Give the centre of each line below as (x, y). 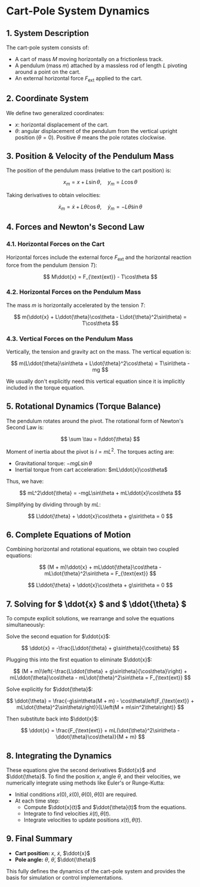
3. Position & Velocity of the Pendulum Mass (90, 156)
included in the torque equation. (45, 388)
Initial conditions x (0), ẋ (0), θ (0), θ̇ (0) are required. (76, 794)
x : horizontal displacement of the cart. (62, 125)
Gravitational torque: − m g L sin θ (53, 463)
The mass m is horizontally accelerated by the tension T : (76, 305)
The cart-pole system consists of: (48, 47)
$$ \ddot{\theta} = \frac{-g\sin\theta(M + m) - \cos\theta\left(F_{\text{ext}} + (100, 701)
